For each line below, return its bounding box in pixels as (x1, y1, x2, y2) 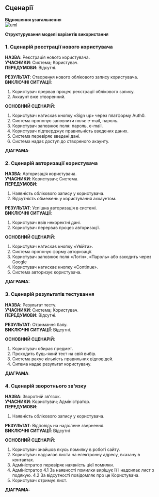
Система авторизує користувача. (12, 269, 81, 275)
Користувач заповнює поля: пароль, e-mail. (12, 123, 103, 129)
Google (12, 259, 27, 265)
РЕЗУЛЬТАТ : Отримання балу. (5, 321, 68, 327)
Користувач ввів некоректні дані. (12, 220, 81, 225)
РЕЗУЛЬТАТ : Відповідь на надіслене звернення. (5, 423, 105, 428)
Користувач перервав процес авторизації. (12, 225, 100, 231)
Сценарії (5, 4, 33, 12)
